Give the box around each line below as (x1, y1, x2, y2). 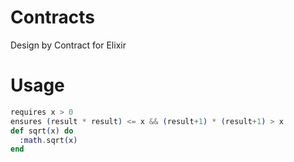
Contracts (10, 6, 96, 29)
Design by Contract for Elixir (10, 39, 127, 51)
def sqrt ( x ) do (10, 126, 74, 136)
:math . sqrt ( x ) (19, 135, 78, 145)
